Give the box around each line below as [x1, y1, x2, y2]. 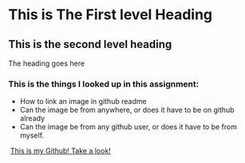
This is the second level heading [8, 38, 172, 51]
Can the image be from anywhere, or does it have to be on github [19, 105, 235, 115]
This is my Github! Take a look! [10, 146, 112, 156]
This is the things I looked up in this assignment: [8, 78, 200, 89]
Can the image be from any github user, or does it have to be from [19, 122, 238, 132]
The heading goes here [8, 58, 85, 68]
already [19, 113, 45, 123]
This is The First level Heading [8, 6, 213, 24]
